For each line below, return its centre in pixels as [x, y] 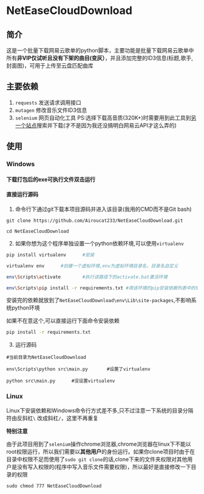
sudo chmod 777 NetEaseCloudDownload [54, 486]
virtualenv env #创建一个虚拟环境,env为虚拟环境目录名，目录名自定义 [92, 266]
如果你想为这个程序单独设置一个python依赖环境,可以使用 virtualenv [99, 243]
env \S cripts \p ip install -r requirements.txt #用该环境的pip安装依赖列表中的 [101, 288]
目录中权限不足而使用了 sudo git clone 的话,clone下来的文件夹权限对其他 [97, 459]
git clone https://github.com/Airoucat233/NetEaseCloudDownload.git [95, 221]
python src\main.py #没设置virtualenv [61, 381]
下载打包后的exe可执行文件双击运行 [51, 179]
